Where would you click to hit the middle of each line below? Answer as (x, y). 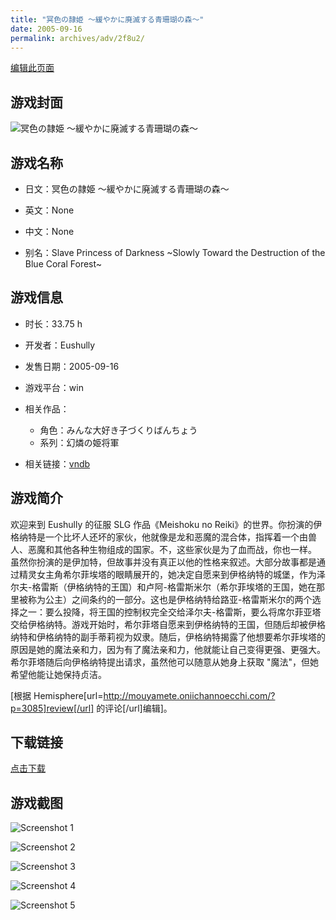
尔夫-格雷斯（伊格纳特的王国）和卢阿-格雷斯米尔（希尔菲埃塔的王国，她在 (163, 587)
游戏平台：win (54, 387)
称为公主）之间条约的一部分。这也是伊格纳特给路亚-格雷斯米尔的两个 (170, 599)
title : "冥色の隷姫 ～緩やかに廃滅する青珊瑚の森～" (107, 19)
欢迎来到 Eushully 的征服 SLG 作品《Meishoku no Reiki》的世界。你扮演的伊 (166, 524)
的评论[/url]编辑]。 (134, 708)
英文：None (49, 210)
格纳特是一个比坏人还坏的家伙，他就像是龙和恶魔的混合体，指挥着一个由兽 (163, 537)
